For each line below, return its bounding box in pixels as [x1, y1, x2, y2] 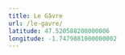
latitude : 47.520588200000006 [8, 27, 110, 35]
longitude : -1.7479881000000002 [8, 34, 117, 43]
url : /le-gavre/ [8, 19, 63, 27]
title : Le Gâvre [8, 11, 63, 20]
